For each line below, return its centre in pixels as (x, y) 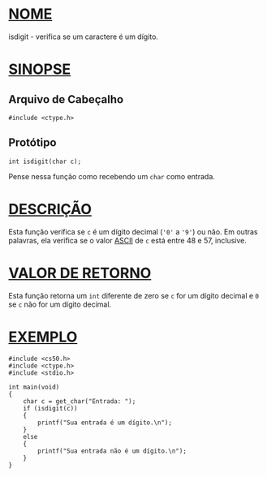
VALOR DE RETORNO (80, 273)
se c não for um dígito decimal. (60, 304)
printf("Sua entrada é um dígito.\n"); (105, 423)
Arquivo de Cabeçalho (66, 99)
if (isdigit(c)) (51, 408)
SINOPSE (40, 69)
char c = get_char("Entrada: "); (80, 401)
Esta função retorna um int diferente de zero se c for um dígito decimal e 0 (134, 295)
